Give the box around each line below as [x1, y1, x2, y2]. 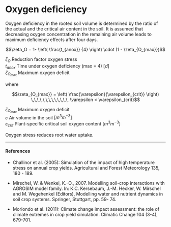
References [5, 148, 31, 154]
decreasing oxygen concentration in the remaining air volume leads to [5, 31, 152, 37]
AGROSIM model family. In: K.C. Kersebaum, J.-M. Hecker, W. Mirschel [12, 185, 161, 191]
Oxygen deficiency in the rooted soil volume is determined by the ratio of [5, 20, 158, 26]
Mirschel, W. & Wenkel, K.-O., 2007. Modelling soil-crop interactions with [12, 180, 165, 186]
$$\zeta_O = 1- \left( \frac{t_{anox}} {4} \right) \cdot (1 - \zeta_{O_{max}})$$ [6, 46, 165, 52]
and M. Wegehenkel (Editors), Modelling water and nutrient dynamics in [12, 191, 163, 197]
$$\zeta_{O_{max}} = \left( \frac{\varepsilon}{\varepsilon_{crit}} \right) [12, 91, 159, 97]
